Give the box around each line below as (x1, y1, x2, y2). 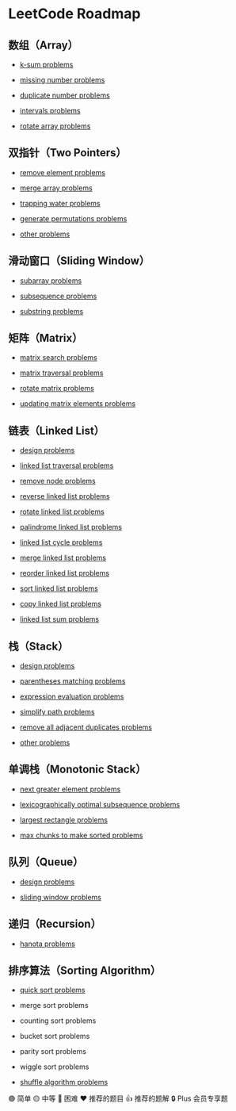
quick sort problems (19, 985, 86, 995)
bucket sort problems (19, 1032, 90, 1041)
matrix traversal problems (19, 368, 104, 377)
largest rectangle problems (19, 814, 108, 825)
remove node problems (19, 477, 97, 486)
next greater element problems (19, 784, 121, 794)
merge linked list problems (19, 553, 107, 563)
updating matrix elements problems (19, 399, 136, 408)
